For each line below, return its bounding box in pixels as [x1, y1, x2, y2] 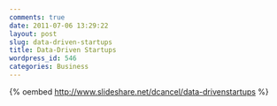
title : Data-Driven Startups [9, 46, 117, 55]
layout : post [9, 29, 58, 38]
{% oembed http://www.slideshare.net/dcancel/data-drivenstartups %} [9, 86, 270, 97]
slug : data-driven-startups [9, 37, 113, 47]
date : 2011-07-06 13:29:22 [9, 21, 109, 30]
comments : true [9, 12, 65, 22]
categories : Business [9, 63, 89, 72]
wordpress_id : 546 [9, 54, 77, 63]
